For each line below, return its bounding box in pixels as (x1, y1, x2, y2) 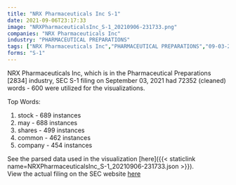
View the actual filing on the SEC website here (7, 170, 141, 178)
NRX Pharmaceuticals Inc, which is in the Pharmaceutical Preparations (7, 68, 211, 77)
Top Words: (7, 97, 41, 106)
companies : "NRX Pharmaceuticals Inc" (7, 30, 121, 37)
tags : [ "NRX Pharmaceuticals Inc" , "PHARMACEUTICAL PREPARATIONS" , (7, 43, 206, 50)
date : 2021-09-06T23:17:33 (7, 17, 86, 24)
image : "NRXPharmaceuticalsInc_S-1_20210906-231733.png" (7, 23, 178, 30)
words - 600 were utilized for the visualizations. (7, 84, 145, 92)
